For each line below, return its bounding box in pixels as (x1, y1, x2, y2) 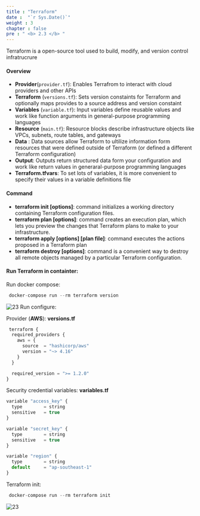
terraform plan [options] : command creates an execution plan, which (14, 216, 186, 223)
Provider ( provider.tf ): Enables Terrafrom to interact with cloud (14, 81, 172, 88)
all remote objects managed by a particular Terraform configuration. (14, 254, 182, 261)
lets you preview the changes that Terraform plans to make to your (14, 222, 179, 229)
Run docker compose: (6, 280, 61, 288)
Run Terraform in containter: (6, 267, 79, 275)
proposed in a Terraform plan (14, 241, 87, 248)
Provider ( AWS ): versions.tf (6, 315, 76, 322)
